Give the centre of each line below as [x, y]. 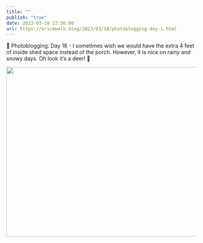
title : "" [19, 12]
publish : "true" [27, 17]
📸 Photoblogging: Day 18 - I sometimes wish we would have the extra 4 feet [100, 46]
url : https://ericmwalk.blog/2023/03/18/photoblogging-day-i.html [92, 29]
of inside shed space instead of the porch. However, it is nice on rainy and [98, 52]
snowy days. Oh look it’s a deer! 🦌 [48, 58]
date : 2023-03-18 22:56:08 [40, 23]
